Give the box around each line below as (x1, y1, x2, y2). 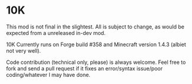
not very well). (6, 47, 41, 54)
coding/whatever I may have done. (6, 71, 90, 78)
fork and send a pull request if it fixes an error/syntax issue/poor (6, 64, 163, 72)
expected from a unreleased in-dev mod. (6, 29, 106, 36)
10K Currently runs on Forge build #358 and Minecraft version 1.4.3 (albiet (6, 41, 186, 48)
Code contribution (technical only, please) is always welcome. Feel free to (6, 59, 186, 66)
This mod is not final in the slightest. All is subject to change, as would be (6, 23, 185, 30)
